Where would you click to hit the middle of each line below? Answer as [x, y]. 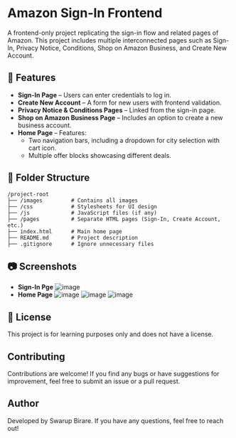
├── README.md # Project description [73, 237]
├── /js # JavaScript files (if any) [82, 213]
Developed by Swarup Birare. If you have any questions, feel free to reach [116, 420]
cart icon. [42, 148]
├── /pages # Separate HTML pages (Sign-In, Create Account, [114, 219]
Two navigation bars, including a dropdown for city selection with [124, 140]
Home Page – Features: [52, 132]
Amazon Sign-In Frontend [85, 13]
